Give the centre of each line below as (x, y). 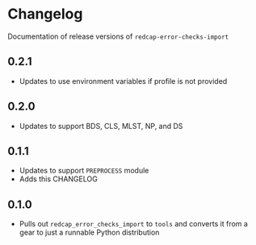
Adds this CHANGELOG (58, 179)
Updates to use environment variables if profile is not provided (123, 81)
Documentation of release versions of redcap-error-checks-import (118, 36)
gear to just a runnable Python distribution (89, 233)
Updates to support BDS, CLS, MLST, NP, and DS (101, 126)
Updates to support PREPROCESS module (84, 171)
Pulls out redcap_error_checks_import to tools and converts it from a (133, 224)
